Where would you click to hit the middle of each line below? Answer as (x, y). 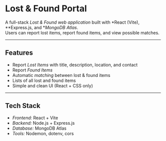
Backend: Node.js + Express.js (43, 123)
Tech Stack (23, 106)
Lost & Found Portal (46, 9)
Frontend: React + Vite (35, 118)
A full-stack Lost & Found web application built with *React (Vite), (72, 22)
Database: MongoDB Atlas (39, 128)
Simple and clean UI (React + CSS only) (53, 86)
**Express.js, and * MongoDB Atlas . (42, 27)
